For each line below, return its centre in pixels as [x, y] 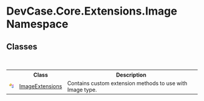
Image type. [82, 89]
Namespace [37, 24]
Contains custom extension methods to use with [127, 83]
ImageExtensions [41, 86]
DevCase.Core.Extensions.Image [92, 11]
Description [131, 75]
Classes [22, 47]
